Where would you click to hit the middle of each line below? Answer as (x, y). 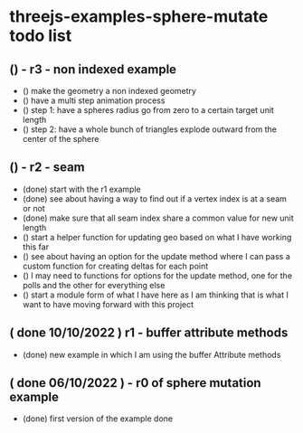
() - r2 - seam (47, 168)
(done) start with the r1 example (82, 189)
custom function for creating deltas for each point (115, 266)
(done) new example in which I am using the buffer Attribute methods (151, 354)
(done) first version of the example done (98, 419)
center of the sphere (61, 139)
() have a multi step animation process (94, 100)
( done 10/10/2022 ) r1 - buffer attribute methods (149, 333)
